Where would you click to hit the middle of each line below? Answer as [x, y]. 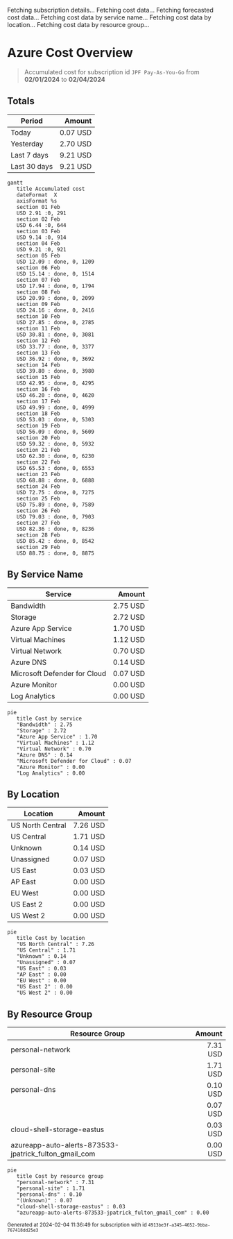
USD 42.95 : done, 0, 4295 [55, 383]
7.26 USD [89, 825]
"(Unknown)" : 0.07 [44, 1201]
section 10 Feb [38, 316]
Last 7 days [29, 155]
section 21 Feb [38, 450]
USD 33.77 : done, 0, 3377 [55, 346]
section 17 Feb [38, 401]
